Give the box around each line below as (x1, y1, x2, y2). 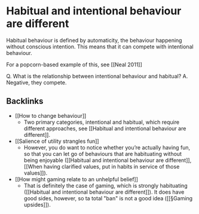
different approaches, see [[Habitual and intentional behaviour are (23, 124, 186, 132)
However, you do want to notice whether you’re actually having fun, (23, 143, 191, 151)
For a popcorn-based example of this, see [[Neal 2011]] (6, 61, 142, 68)
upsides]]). (23, 201, 51, 208)
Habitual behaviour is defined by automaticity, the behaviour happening (6, 36, 182, 44)
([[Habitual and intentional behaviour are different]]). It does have (23, 188, 185, 195)
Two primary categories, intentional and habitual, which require (23, 118, 180, 126)
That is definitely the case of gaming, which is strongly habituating (23, 182, 188, 189)
